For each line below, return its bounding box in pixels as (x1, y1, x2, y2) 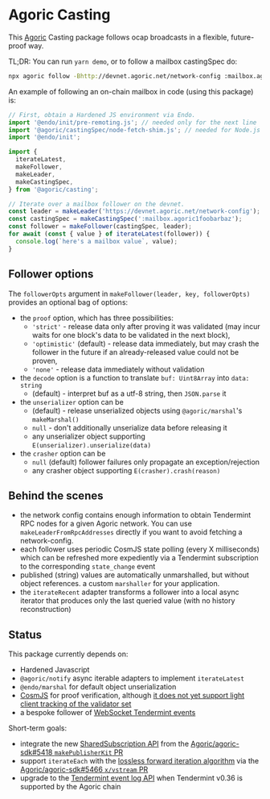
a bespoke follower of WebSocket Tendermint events (19, 708, 196, 718)
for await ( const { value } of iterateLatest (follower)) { (8, 230, 211, 239)
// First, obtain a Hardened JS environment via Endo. (8, 110, 196, 119)
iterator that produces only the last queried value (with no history (19, 596, 235, 605)
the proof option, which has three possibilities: (19, 313, 174, 323)
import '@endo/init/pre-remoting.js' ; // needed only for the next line (8, 119, 257, 127)
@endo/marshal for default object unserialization (19, 682, 177, 692)
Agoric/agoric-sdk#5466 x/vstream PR (19, 764, 149, 775)
